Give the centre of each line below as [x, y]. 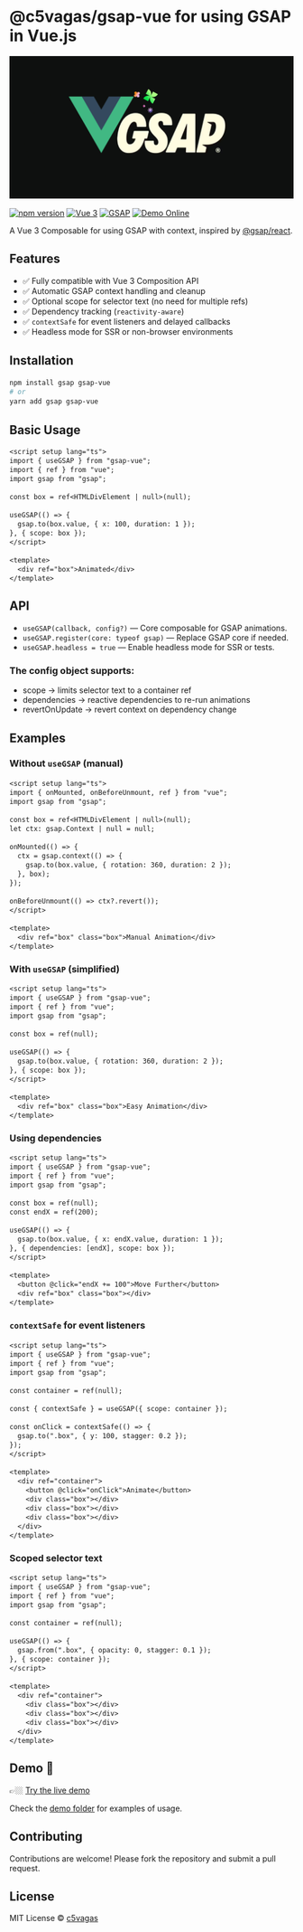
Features [35, 259]
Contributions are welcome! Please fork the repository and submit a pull [143, 1858]
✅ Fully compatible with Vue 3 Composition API [110, 280]
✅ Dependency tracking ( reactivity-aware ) [103, 311]
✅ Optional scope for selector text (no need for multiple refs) [135, 301]
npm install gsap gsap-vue [60, 383]
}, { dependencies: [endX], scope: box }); [92, 1249]
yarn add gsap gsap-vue [54, 402]
